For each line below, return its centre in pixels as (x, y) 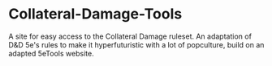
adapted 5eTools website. (52, 53)
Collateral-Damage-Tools (95, 14)
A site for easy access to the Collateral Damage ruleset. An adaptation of (130, 36)
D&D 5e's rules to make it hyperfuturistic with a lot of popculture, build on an (136, 44)
